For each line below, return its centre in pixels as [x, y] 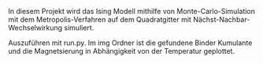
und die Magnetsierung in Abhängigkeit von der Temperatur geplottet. [121, 51]
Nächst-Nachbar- [221, 19]
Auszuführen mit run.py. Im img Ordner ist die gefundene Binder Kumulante [130, 43]
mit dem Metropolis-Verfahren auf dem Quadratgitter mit [100, 19]
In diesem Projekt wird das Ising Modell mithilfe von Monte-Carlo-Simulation [132, 11]
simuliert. [79, 28]
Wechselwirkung [35, 28]
